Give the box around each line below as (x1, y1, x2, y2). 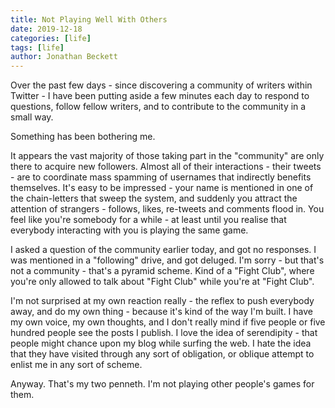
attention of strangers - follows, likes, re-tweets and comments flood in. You (10, 203, 325, 215)
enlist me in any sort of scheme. (10, 359, 143, 371)
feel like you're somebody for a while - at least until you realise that (10, 214, 287, 226)
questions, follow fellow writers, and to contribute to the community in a (10, 101, 307, 113)
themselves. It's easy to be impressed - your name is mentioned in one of (10, 182, 314, 194)
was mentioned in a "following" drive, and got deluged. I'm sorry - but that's (10, 254, 325, 266)
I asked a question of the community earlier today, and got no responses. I (10, 244, 317, 256)
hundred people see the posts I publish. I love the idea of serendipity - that (10, 327, 318, 339)
